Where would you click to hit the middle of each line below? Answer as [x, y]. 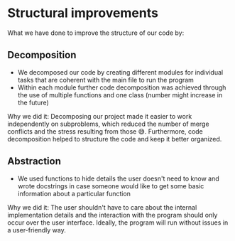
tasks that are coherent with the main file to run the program [105, 80]
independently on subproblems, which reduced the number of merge [108, 124]
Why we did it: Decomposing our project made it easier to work [100, 116]
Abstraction [34, 161]
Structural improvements [83, 13]
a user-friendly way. [37, 230]
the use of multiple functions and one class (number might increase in [120, 95]
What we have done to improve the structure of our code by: [96, 33]
